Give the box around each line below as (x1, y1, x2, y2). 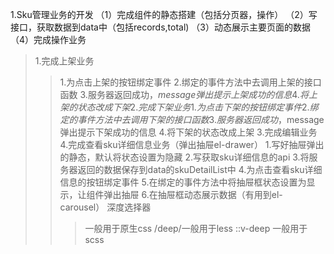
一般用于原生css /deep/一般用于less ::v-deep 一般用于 (84, 223, 308, 234)
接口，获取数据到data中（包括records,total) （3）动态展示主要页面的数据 (10, 21, 311, 33)
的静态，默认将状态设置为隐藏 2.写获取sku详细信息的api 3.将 (59, 151, 310, 163)
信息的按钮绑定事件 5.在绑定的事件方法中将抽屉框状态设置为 (59, 176, 307, 188)
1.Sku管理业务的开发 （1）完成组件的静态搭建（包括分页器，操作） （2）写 (10, 9, 318, 20)
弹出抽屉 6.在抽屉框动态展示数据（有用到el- (103, 189, 283, 200)
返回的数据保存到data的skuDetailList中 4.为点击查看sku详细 (77, 164, 323, 175)
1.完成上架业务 (34, 55, 95, 67)
